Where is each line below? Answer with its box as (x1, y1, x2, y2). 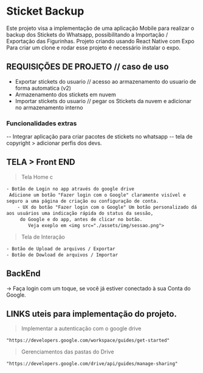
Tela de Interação (21, 233, 65, 241)
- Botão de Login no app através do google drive (6, 186, 135, 192)
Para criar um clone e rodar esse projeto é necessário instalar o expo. (6, 44, 181, 51)
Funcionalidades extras (6, 119, 77, 128)
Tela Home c (21, 173, 53, 181)
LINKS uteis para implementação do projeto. (6, 309, 177, 319)
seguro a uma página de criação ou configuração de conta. (6, 198, 159, 204)
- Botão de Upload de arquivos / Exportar (6, 245, 115, 252)
